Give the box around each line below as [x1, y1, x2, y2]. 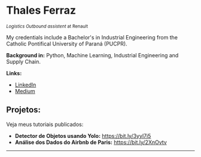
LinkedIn [14, 81, 36, 88]
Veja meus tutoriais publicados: [6, 121, 84, 128]
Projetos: [6, 105, 41, 115]
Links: [6, 69, 22, 76]
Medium [14, 87, 36, 94]
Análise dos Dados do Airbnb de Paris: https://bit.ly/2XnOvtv [14, 138, 167, 146]
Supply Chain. [6, 58, 41, 65]
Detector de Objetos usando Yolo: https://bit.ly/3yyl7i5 [14, 132, 151, 139]
